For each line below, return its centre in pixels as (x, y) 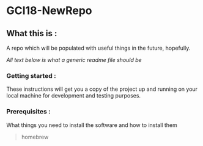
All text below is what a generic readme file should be (74, 60)
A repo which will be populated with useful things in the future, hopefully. (98, 48)
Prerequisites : (28, 112)
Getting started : (31, 75)
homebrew (35, 137)
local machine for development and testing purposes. (74, 96)
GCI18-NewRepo (49, 11)
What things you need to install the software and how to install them (92, 125)
